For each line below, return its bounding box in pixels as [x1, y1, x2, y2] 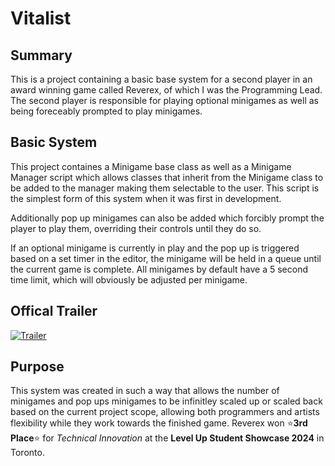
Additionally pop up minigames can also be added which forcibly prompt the [10, 212, 325, 224]
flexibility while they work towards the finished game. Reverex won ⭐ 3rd [10, 417, 308, 429]
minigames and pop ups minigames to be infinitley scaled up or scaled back [10, 395, 323, 407]
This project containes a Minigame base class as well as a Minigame [10, 160, 292, 172]
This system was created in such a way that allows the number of [10, 385, 280, 397]
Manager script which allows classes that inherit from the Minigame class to [10, 171, 324, 183]
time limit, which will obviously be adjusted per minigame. [10, 273, 248, 286]
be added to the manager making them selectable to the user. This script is [10, 182, 320, 194]
